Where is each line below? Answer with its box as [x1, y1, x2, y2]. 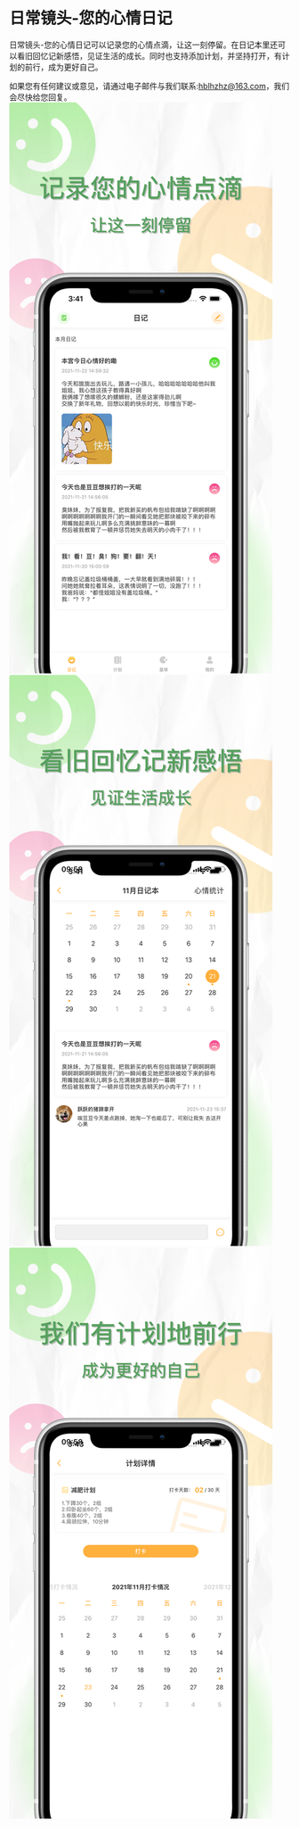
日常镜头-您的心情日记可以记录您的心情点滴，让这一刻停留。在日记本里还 [9, 39, 279, 50]
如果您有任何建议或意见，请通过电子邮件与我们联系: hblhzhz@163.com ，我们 [9, 80, 290, 91]
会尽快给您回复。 [9, 91, 72, 103]
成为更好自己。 [47, 62, 103, 72]
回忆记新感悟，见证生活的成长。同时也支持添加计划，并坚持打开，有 [32, 50, 282, 61]
